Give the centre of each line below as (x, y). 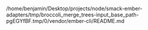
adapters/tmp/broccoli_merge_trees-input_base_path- (73, 15)
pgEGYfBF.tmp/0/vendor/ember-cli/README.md (65, 21)
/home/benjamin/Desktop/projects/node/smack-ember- (74, 9)
